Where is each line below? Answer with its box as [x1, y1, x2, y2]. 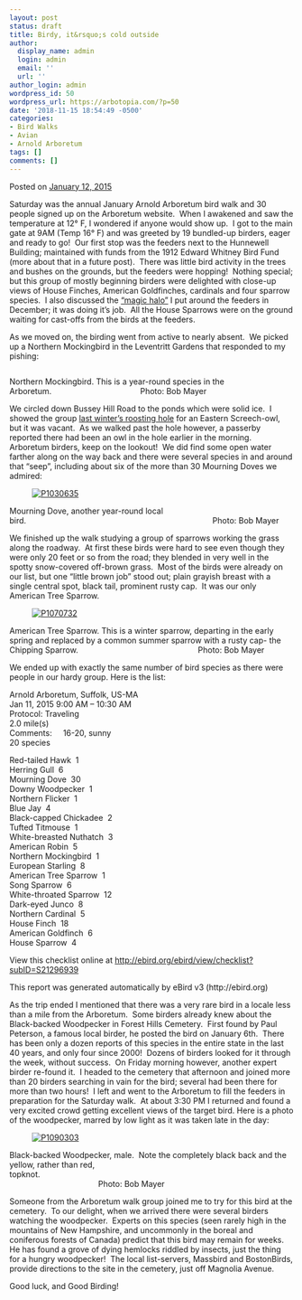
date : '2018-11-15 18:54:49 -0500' [9, 106, 143, 115]
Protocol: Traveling [9, 708, 79, 719]
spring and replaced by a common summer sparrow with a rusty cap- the [9, 635, 281, 645]
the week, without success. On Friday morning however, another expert [9, 1057, 278, 1068]
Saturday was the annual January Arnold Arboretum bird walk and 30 [9, 198, 267, 209]
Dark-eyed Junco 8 [9, 899, 84, 909]
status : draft [9, 22, 63, 31]
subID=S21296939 [9, 964, 79, 975]
